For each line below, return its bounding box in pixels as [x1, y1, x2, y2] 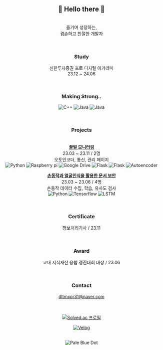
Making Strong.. [61, 93, 101, 100]
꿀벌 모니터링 [68, 144, 94, 150]
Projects [71, 126, 92, 133]
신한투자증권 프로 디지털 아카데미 [49, 65, 114, 71]
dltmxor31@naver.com [58, 293, 105, 299]
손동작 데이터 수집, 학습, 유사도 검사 [46, 185, 116, 191]
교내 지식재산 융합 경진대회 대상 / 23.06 [42, 259, 120, 266]
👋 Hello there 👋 [58, 5, 105, 14]
